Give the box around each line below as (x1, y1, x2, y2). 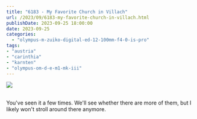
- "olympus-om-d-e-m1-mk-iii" (6, 65, 83, 71)
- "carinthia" (6, 54, 42, 60)
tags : (6, 43, 20, 49)
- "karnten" (6, 59, 36, 65)
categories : (6, 31, 36, 37)
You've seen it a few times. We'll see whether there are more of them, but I (6, 99, 192, 106)
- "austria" (6, 48, 36, 54)
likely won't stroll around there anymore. (6, 106, 107, 113)
